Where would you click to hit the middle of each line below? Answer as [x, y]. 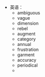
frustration [28, 49]
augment [26, 34]
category [26, 39]
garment [26, 55]
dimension [28, 23]
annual [24, 44]
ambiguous [29, 13]
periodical [27, 65]
